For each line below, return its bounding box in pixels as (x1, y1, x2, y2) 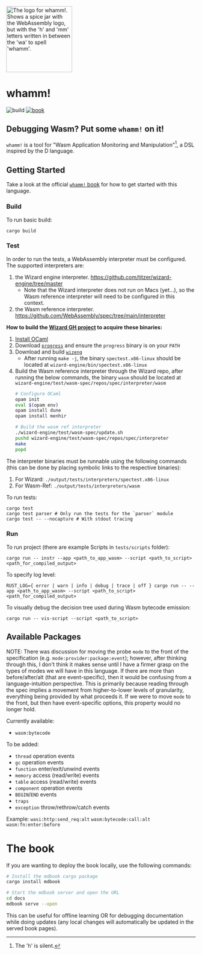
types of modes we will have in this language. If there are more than (6, 667, 174, 674)
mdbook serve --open (6, 901, 58, 907)
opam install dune (14, 407, 61, 414)
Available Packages (6, 632, 81, 642)
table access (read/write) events (14, 778, 97, 785)
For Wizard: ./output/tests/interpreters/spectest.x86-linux (14, 475, 170, 483)
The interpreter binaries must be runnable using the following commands (6, 457, 187, 465)
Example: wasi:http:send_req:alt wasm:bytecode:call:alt (6, 815, 151, 822)
